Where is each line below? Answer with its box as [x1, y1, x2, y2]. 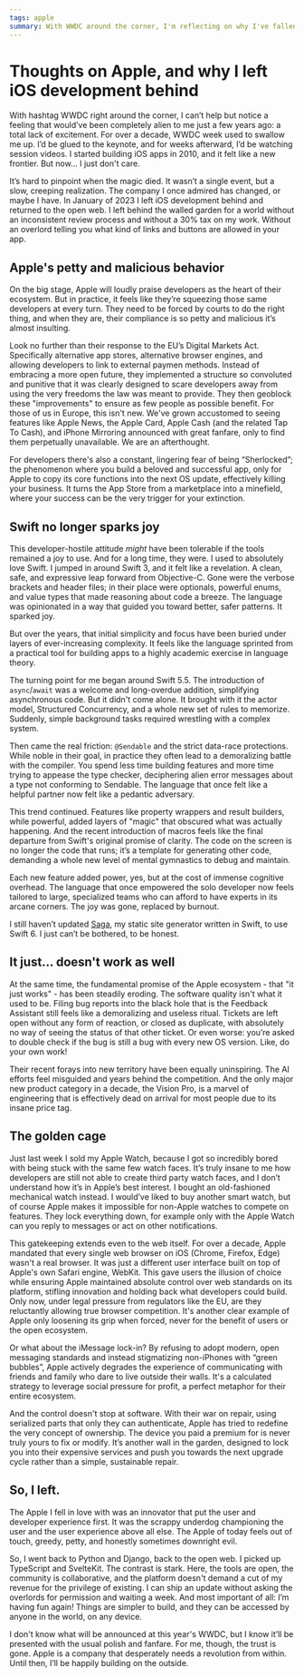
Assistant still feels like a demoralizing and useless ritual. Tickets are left [9, 1007, 279, 1018]
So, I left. [9, 1483, 61, 1498]
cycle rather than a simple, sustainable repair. [9, 1456, 179, 1466]
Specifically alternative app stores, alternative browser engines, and [9, 350, 263, 361]
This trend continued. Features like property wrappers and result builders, [9, 807, 285, 818]
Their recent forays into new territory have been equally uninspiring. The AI [9, 1064, 290, 1074]
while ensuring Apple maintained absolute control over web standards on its [9, 1276, 293, 1287]
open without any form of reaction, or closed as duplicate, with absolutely [9, 1017, 285, 1028]
